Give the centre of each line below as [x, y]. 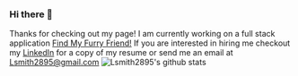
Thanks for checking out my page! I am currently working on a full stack [142, 34]
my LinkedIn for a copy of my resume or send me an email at [121, 53]
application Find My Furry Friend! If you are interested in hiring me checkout [150, 43]
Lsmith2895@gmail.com [54, 63]
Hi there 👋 [31, 14]
